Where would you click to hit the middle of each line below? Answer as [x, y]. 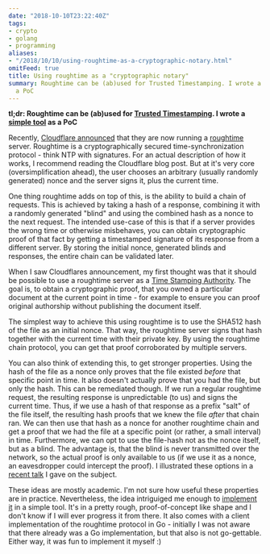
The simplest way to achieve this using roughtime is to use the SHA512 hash [135, 322]
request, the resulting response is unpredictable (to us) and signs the [123, 398]
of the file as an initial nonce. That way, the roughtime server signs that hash [135, 331]
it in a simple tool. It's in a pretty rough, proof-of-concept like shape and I [130, 507]
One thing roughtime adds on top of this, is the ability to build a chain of [127, 196]
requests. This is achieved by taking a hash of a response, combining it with [134, 205]
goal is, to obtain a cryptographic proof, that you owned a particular [120, 289]
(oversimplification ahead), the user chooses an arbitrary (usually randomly [133, 172]
